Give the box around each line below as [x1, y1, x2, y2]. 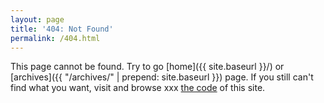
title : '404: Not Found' [10, 24, 114, 34]
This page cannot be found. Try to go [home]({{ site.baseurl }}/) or [10, 61, 285, 73]
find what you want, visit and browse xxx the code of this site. [10, 82, 266, 94]
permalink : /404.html [10, 33, 101, 43]
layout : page [10, 14, 65, 25]
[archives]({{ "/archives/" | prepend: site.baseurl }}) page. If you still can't [10, 71, 314, 83]
